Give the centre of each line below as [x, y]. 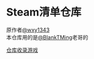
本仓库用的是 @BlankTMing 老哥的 [47, 37]
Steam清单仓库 [44, 12]
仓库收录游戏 [22, 50]
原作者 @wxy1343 [28, 30]
